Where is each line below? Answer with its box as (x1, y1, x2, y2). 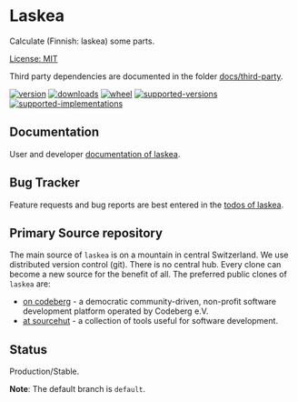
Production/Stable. (9, 366, 80, 377)
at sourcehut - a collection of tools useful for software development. (22, 316, 279, 327)
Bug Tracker (9, 175, 80, 191)
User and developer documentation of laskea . (9, 148, 181, 159)
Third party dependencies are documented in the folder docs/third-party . (9, 70, 283, 82)
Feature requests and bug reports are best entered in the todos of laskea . (9, 199, 284, 210)
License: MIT (9, 53, 58, 64)
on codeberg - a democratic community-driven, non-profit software (22, 296, 277, 307)
